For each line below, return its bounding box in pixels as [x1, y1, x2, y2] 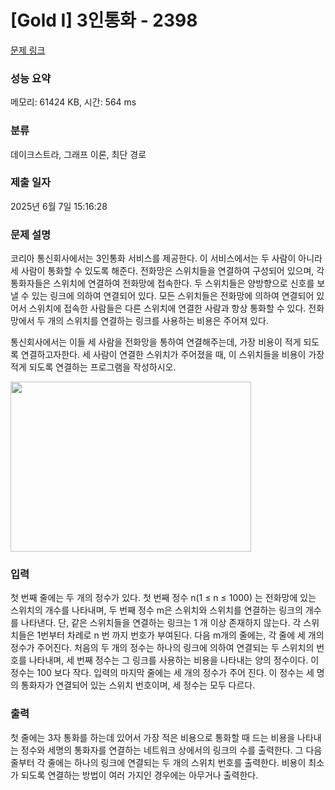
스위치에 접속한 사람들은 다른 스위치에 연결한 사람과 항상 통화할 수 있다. [28, 302, 307, 315]
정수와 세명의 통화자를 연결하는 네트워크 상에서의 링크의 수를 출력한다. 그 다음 [20, 744, 323, 756]
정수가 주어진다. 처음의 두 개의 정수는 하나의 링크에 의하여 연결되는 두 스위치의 [10, 642, 315, 654]
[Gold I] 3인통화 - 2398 [10, 9, 198, 32]
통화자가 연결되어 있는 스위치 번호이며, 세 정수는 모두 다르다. [20, 679, 256, 691]
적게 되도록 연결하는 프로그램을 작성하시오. [10, 361, 177, 373]
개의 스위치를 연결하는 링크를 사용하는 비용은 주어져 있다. [47, 315, 269, 327]
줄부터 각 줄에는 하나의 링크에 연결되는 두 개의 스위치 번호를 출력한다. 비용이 [10, 756, 307, 768]
